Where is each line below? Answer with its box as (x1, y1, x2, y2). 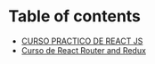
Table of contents (8, 6, 142, 27)
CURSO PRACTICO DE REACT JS (20, 36, 143, 46)
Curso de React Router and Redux (20, 44, 146, 55)
